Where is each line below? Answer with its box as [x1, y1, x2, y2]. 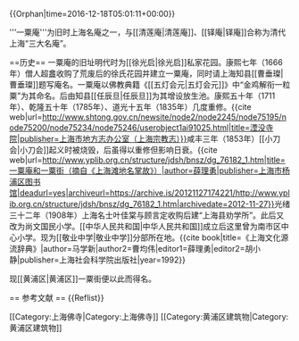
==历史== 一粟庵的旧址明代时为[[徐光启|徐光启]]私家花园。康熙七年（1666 [9, 57, 283, 67]
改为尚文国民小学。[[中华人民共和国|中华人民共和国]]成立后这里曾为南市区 [9, 221, 282, 231]
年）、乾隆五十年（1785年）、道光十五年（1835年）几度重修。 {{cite [9, 102, 252, 112]
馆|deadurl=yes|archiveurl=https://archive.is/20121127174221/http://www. [9, 187, 279, 198]
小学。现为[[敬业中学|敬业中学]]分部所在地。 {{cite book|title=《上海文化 [16, 232, 281, 243]
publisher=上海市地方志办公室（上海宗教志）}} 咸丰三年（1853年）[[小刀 [19, 134, 281, 144]
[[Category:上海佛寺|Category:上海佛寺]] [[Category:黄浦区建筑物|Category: [9, 312, 289, 321]
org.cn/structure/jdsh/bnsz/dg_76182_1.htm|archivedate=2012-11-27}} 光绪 [17, 199, 291, 209]
